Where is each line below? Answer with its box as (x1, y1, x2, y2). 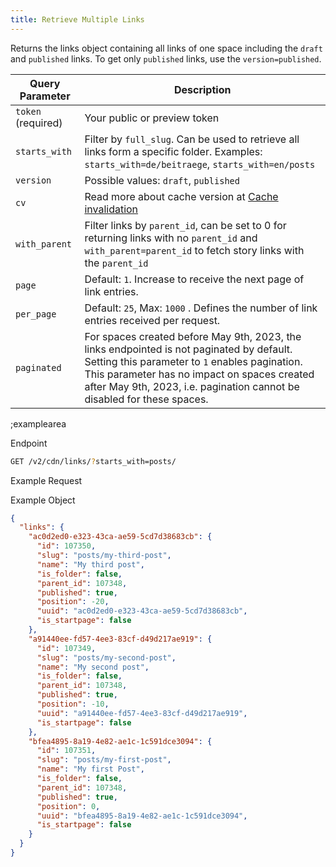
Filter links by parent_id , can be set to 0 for (84, 218, 287, 232)
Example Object (10, 494, 76, 506)
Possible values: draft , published (84, 173, 240, 187)
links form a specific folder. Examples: (84, 144, 263, 158)
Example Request (10, 474, 83, 486)
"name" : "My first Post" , (36, 764, 145, 775)
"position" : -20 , (36, 597, 110, 607)
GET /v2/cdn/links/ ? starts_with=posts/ (10, 456, 177, 466)
